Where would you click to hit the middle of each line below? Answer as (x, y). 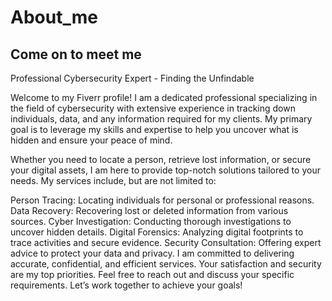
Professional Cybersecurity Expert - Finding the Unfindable (132, 78)
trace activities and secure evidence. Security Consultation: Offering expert (166, 242)
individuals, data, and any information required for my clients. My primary (161, 119)
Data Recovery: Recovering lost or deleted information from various (149, 210)
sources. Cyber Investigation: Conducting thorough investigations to (151, 221)
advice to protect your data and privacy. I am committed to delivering (152, 253)
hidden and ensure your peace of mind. (91, 140)
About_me (54, 17)
